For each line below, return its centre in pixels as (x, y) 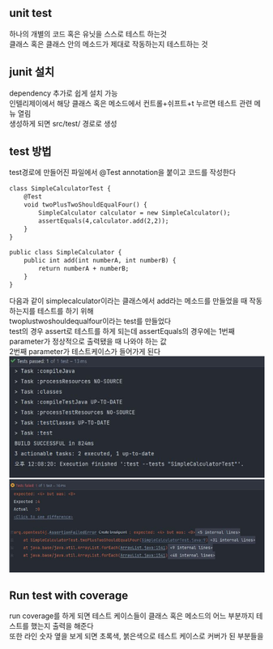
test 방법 (30, 152)
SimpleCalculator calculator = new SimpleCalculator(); (134, 213)
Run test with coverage (69, 595)
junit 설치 (32, 72)
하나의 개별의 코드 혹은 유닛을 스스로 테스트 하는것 (88, 34)
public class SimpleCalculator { (66, 253)
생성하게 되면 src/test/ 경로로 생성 (63, 123)
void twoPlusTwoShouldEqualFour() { (86, 205)
